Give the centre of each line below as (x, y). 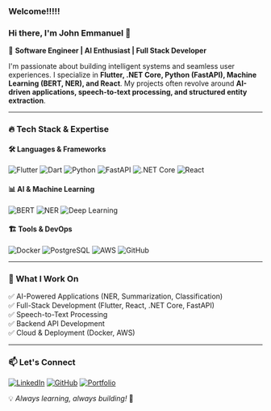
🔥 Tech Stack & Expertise (58, 129)
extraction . (27, 101)
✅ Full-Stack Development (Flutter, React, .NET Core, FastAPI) (112, 306)
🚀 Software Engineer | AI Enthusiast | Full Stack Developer (108, 51)
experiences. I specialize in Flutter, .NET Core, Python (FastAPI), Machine (133, 75)
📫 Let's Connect (42, 362)
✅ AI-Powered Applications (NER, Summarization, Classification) (116, 296)
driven (19, 92)
